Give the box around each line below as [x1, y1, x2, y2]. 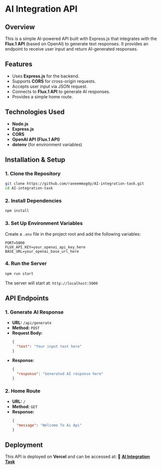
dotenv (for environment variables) [12, 141, 82, 147]
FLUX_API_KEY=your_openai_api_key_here [5, 244, 86, 249]
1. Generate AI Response [5, 309, 64, 316]
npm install [5, 208, 29, 213]
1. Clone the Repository [5, 170, 61, 177]
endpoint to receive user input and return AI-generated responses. [5, 46, 138, 52]
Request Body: [12, 330, 43, 336]
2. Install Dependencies [5, 197, 62, 204]
